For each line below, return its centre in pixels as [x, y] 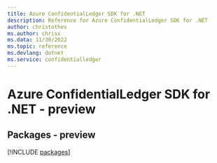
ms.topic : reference [37, 46]
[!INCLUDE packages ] [39, 152]
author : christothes [37, 27]
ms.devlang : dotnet [36, 53]
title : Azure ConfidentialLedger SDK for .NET [76, 14]
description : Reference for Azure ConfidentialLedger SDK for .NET [108, 20]
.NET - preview [51, 109]
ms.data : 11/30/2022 [37, 40]
